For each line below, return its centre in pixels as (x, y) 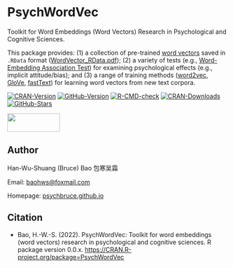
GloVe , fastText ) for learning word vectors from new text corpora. (101, 82)
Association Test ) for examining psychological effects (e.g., (127, 67)
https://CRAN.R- (108, 249)
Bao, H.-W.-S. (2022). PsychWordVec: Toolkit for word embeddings (114, 234)
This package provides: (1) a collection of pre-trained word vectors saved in (116, 53)
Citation (25, 218)
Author (23, 150)
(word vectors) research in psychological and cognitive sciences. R (114, 242)
